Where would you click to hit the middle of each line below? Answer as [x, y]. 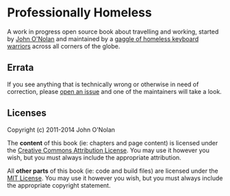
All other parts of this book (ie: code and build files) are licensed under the [113, 171]
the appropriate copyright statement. [59, 185]
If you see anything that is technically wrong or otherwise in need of [103, 84]
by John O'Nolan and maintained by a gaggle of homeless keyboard [103, 38]
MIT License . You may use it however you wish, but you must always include [115, 178]
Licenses [27, 113]
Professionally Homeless [79, 13]
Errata [21, 68]
